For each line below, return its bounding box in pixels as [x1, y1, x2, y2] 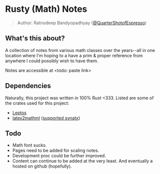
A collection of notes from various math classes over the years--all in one [5, 47, 155, 53]
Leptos [12, 110, 27, 116]
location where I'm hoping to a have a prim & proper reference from [5, 52, 143, 58]
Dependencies [5, 82, 51, 90]
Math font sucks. [12, 142, 47, 148]
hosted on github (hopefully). [12, 163, 72, 169]
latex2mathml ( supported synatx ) [12, 115, 80, 121]
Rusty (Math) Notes [5, 3, 88, 15]
